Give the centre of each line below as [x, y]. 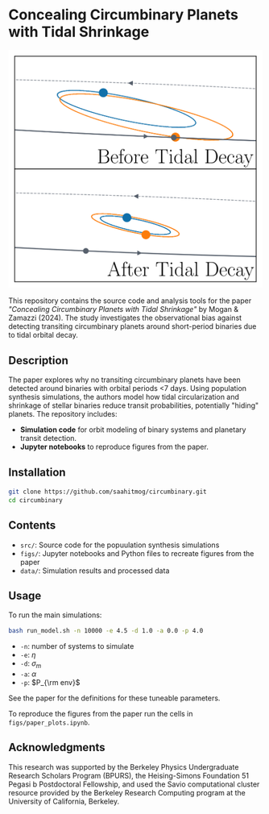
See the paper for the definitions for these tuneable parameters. [114, 698]
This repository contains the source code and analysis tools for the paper [130, 301]
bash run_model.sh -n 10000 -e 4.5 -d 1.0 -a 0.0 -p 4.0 [106, 631]
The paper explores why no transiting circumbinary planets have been [124, 380]
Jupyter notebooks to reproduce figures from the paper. [114, 447]
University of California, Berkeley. [64, 801]
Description [38, 360]
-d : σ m [31, 664]
